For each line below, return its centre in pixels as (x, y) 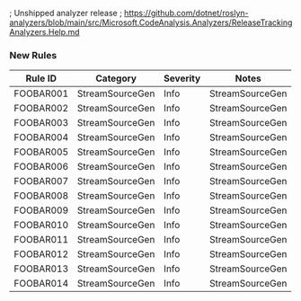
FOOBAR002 (41, 109)
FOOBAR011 (41, 240)
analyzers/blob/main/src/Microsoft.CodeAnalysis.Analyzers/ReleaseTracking (151, 22)
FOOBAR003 (41, 123)
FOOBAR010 (41, 226)
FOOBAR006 (41, 167)
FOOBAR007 (41, 181)
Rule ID (41, 78)
